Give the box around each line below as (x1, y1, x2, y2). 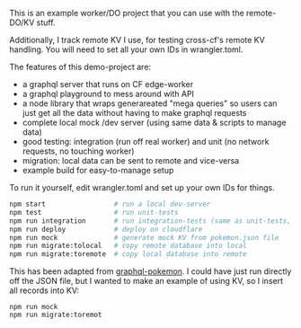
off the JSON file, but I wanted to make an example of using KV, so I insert (9, 276, 284, 287)
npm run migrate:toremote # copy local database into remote (9, 250, 247, 259)
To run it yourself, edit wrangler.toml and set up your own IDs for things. (9, 182, 276, 192)
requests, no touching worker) (22, 146, 135, 156)
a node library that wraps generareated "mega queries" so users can (22, 98, 278, 109)
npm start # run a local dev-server (9, 199, 211, 208)
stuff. (36, 17, 56, 28)
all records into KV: (9, 285, 79, 296)
